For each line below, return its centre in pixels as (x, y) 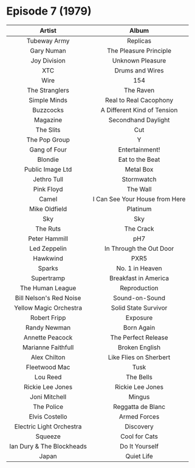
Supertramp (48, 278)
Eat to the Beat (139, 159)
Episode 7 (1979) (49, 11)
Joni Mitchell (48, 397)
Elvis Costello (48, 416)
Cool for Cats (139, 436)
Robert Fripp (48, 318)
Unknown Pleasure (139, 60)
